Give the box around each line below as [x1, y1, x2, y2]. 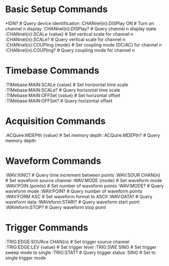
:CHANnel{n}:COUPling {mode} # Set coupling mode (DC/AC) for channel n [5, 41, 162, 48]
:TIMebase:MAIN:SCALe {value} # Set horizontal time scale [5, 81, 129, 87]
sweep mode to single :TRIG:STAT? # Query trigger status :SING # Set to [5, 249, 156, 255]
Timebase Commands [5, 65, 99, 76]
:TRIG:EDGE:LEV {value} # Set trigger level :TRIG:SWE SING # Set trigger [5, 244, 157, 250]
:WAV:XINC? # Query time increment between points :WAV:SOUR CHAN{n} [5, 172, 160, 178]
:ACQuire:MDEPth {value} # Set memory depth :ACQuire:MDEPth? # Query [5, 132, 160, 138]
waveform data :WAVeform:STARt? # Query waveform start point [5, 199, 140, 205]
